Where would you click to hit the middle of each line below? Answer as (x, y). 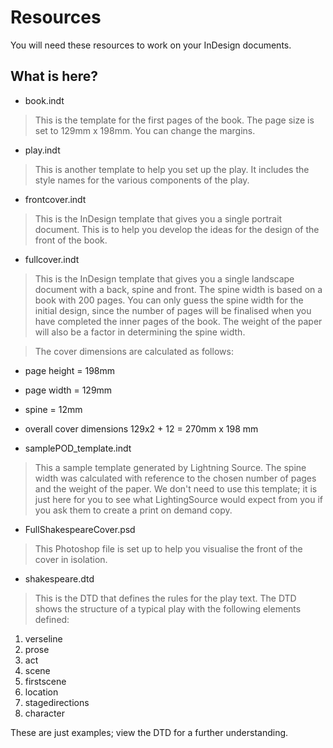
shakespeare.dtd (59, 578)
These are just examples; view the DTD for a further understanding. (149, 732)
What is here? (54, 76)
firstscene (45, 681)
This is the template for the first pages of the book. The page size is (174, 120)
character (44, 713)
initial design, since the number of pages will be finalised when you (173, 310)
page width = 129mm (68, 390)
